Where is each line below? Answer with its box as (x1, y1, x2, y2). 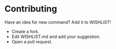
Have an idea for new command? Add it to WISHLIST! (4, 19, 111, 25)
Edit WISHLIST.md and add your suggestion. (11, 34, 100, 39)
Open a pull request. (11, 38, 53, 44)
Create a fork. (11, 28, 39, 34)
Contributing (4, 3, 57, 14)
